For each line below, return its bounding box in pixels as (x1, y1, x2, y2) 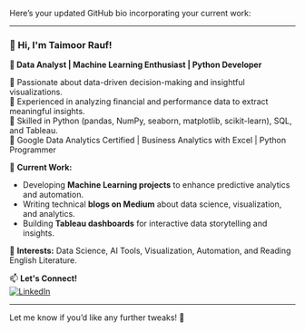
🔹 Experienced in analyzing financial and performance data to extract (9, 96, 269, 107)
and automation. (22, 190, 84, 200)
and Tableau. (9, 125, 58, 136)
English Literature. (9, 255, 77, 266)
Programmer (9, 144, 57, 155)
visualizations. (9, 86, 64, 98)
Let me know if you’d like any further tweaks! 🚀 (9, 312, 185, 323)
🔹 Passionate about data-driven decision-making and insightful (9, 77, 245, 88)
